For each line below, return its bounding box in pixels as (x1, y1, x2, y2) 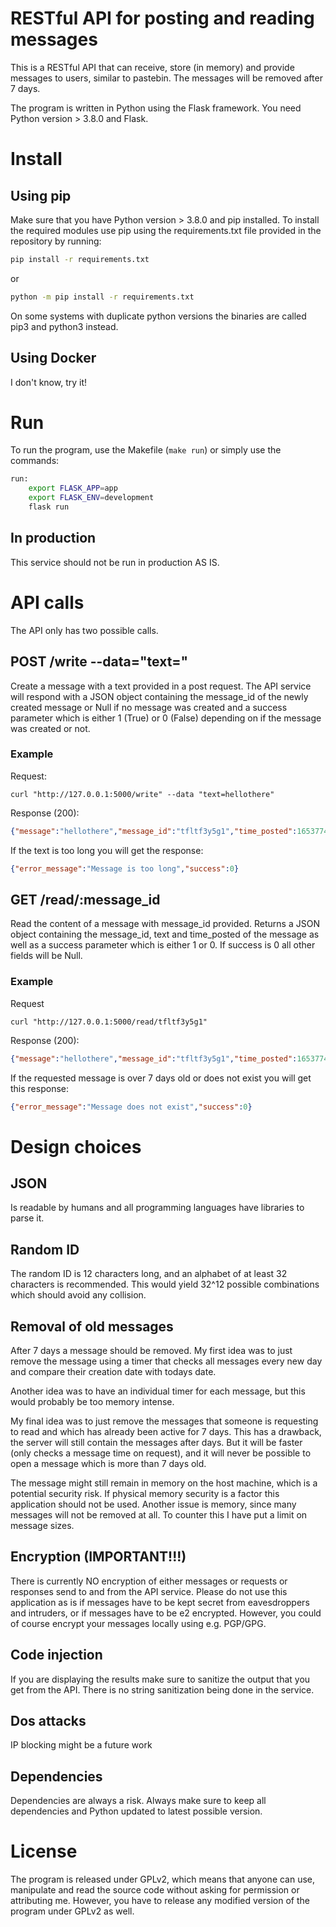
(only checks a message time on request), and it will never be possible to (10, 1447, 312, 1459)
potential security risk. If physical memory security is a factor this (10, 1488, 280, 1500)
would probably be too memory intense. (10, 1396, 175, 1408)
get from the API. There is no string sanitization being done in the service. (10, 1683, 315, 1696)
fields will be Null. (10, 950, 83, 962)
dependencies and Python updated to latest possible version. (10, 1805, 263, 1817)
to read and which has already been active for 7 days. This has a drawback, (10, 1426, 322, 1438)
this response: (10, 1082, 69, 1094)
